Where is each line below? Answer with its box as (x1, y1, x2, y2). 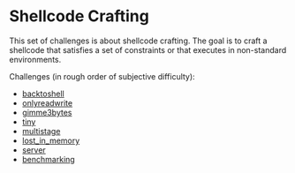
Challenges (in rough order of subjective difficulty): (9, 71, 196, 81)
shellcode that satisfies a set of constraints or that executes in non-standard (9, 44, 287, 55)
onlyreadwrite (21, 97, 73, 108)
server (21, 144, 46, 155)
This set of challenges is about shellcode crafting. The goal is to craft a (9, 35, 268, 46)
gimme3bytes (21, 107, 72, 117)
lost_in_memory (21, 135, 80, 146)
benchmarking (21, 154, 75, 164)
